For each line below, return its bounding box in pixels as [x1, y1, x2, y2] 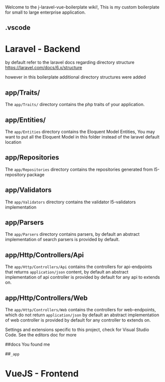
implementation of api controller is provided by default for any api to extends [5, 274, 160, 280]
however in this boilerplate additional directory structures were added [5, 74, 146, 80]
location [5, 139, 22, 145]
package [27, 171, 45, 177]
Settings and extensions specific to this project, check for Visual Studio [5, 327, 149, 333]
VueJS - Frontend [5, 368, 79, 380]
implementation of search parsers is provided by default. [5, 237, 120, 243]
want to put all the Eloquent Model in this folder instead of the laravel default [5, 134, 160, 139]
